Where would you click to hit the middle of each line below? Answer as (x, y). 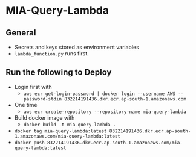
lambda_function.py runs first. (51, 54)
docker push (29, 143)
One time (26, 105)
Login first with (33, 87)
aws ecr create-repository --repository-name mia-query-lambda (105, 112)
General (21, 33)
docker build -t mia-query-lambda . (70, 125)
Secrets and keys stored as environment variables (77, 47)
